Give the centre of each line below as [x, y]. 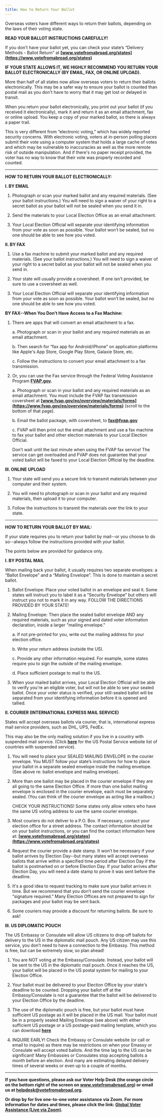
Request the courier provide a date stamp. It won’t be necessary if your [83, 851]
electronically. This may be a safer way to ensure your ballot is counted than [81, 87]
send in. [20, 269]
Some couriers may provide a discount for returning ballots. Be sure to [82, 911]
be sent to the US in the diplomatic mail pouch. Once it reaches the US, [83, 965]
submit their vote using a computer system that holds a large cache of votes [81, 142]
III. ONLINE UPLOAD [25, 469]
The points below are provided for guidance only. [54, 551]
